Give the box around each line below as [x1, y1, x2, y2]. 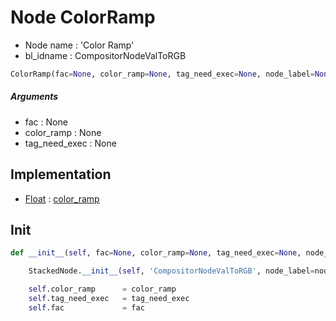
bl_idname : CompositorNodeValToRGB [24, 49, 187, 61]
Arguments [10, 91, 59, 103]
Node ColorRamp [10, 6, 156, 29]
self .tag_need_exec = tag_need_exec [28, 294, 190, 304]
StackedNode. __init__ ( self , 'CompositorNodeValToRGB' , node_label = [28, 266, 315, 276]
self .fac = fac [28, 302, 145, 313]
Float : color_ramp [24, 192, 100, 205]
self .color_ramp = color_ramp [28, 284, 177, 295]
